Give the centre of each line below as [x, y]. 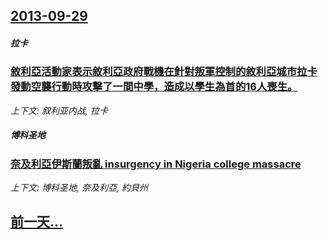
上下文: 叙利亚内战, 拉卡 [59, 110]
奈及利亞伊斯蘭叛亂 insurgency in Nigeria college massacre [156, 164]
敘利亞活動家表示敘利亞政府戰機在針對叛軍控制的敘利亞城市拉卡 [164, 72]
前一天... [37, 222]
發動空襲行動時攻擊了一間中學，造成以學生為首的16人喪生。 [154, 87]
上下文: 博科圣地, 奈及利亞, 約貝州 [79, 188]
